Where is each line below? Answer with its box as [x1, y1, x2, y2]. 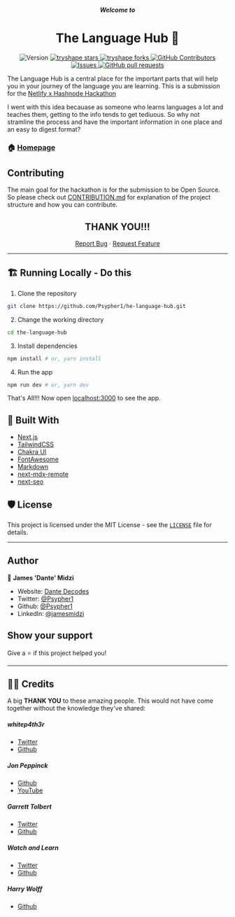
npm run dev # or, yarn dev [7, 381, 90, 388]
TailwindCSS [17, 440, 55, 449]
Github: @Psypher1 [17, 602, 73, 610]
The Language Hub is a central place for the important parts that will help [7, 74, 218, 83]
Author [7, 555, 38, 567]
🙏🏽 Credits [7, 678, 55, 690]
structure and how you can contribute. [7, 200, 117, 209]
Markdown [17, 463, 49, 471]
